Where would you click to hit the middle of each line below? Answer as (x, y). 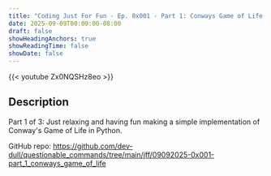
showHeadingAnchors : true (52, 39)
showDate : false (36, 54)
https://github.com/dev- (92, 146)
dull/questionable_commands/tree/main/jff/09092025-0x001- (112, 154)
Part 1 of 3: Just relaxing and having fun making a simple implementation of (134, 122)
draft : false (30, 31)
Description (39, 102)
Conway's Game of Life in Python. (65, 130)
